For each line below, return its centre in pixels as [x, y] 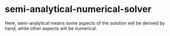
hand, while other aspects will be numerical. [51, 28]
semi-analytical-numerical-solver [78, 9]
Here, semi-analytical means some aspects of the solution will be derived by [85, 23]
